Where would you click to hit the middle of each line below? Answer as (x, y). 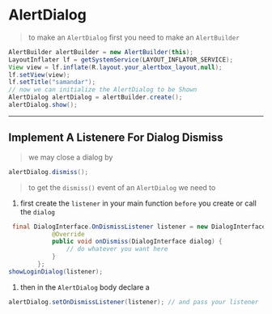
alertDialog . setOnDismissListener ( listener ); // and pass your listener (134, 302)
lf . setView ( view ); (39, 74)
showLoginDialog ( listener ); (56, 272)
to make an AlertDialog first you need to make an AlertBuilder (134, 37)
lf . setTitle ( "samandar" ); (52, 83)
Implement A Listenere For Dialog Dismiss (116, 138)
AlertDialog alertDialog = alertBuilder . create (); (96, 98)
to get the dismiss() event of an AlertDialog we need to (122, 187)
